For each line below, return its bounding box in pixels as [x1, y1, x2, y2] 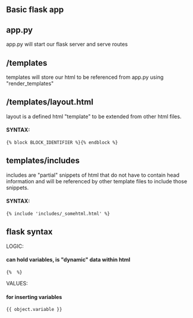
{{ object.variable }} [6, 307, 62, 313]
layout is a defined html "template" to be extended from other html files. [6, 113, 182, 120]
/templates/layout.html [6, 97, 94, 107]
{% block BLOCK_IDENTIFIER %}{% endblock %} [6, 139, 118, 146]
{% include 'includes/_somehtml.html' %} [6, 211, 110, 217]
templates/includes [6, 155, 80, 166]
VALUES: [6, 280, 29, 287]
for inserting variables [6, 293, 62, 300]
